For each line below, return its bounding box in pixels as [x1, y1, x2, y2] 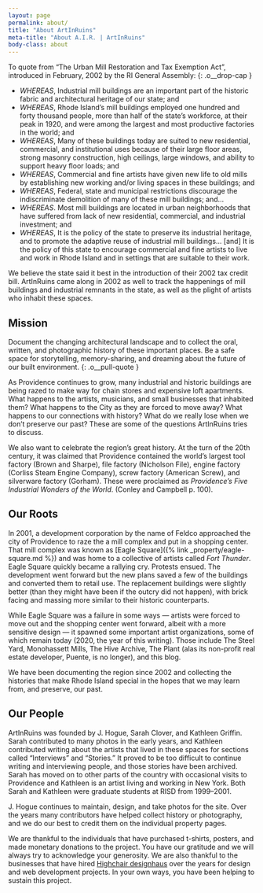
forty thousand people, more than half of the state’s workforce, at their [19, 111, 247, 120]
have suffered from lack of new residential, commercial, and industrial [19, 212, 246, 221]
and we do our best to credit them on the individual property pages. [8, 818, 228, 828]
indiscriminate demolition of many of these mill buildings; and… [19, 194, 225, 205]
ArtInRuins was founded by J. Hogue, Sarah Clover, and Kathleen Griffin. [8, 728, 243, 737]
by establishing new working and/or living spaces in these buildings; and [19, 178, 255, 187]
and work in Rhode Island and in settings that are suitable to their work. [19, 253, 250, 263]
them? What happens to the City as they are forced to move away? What [8, 402, 243, 411]
